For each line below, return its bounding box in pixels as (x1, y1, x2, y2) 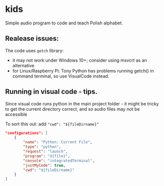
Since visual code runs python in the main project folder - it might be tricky (5, 100, 159, 106)
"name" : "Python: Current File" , (23, 140, 93, 145)
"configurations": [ (5, 130, 48, 135)
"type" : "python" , (23, 144, 61, 150)
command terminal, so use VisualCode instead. (12, 73, 110, 79)
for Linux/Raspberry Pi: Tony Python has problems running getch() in (12, 68, 154, 74)
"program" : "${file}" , (23, 153, 70, 159)
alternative (12, 62, 35, 68)
